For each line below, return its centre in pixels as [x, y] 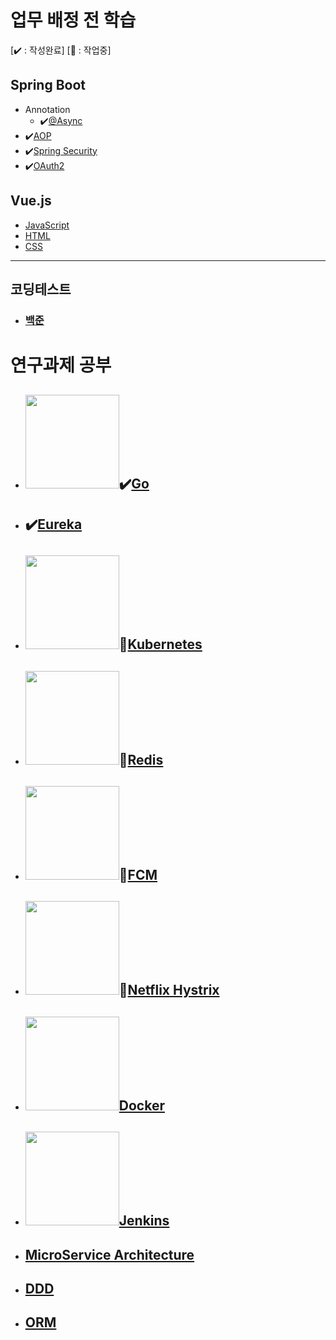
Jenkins [144, 1221]
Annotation [47, 109]
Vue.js [31, 201]
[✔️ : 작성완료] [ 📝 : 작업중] [61, 50]
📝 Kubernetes [160, 644]
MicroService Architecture [109, 1254]
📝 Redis [141, 759]
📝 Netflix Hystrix [169, 990]
